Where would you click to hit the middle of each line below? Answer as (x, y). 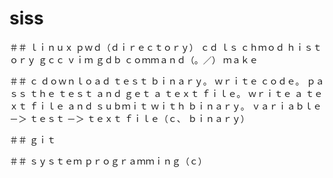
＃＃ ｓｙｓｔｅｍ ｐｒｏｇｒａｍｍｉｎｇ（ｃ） (108, 161)
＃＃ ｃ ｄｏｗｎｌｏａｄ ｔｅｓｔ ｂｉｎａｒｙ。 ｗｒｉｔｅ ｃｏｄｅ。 (157, 81)
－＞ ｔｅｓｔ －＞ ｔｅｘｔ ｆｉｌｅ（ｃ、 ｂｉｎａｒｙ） (129, 118)
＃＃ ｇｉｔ (32, 139)
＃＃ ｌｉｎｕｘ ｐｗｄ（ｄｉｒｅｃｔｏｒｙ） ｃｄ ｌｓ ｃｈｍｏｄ (147, 47)
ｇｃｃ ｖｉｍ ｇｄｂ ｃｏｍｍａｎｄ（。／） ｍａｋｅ (148, 59)
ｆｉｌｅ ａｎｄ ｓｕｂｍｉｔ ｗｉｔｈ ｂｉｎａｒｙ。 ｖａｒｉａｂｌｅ (175, 106)
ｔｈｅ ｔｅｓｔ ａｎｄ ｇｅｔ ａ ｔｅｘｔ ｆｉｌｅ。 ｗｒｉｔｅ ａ (166, 93)
